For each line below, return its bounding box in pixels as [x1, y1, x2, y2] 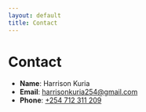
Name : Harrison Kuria [19, 79, 90, 88]
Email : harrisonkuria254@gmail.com [19, 88, 138, 97]
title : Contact [8, 19, 58, 27]
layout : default [8, 11, 61, 20]
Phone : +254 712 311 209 [19, 95, 102, 105]
